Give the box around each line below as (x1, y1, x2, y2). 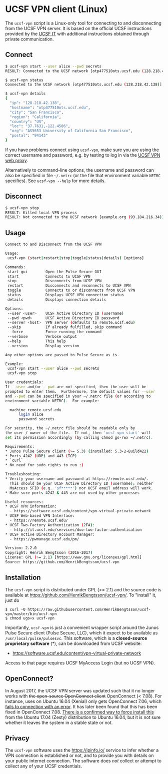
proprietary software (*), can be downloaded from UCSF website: (5, 640, 142, 646)
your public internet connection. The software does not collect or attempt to (5, 758, 161, 764)
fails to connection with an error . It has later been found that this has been (5, 703, 157, 709)
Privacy (5, 734, 30, 742)
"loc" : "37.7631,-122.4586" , (9, 124, 70, 129)
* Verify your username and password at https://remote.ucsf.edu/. (5, 476, 149, 481)
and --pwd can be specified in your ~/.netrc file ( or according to (5, 394, 151, 399)
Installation (5, 573, 41, 582)
